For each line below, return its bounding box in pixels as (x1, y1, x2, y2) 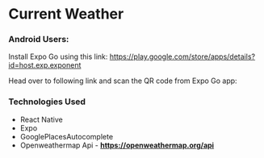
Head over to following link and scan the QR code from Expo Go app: (8, 76, 237, 85)
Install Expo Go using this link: (8, 52, 108, 61)
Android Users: (8, 34, 69, 45)
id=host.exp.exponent (8, 60, 82, 70)
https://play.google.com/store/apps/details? (109, 52, 256, 61)
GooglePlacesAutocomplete (19, 131, 114, 141)
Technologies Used (8, 96, 86, 107)
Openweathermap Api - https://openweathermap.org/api (19, 140, 215, 150)
